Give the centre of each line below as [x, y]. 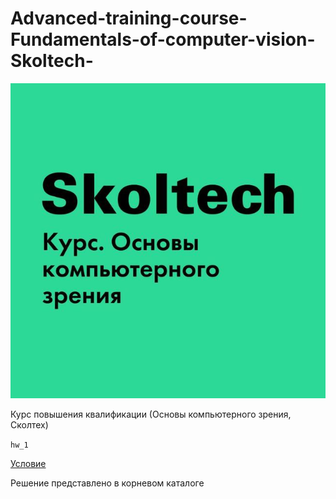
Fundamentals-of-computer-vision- [163, 39]
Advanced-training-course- [129, 18]
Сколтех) [29, 424]
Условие [28, 463]
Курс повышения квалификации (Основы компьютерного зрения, [151, 414]
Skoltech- [52, 61]
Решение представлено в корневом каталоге [107, 483]
